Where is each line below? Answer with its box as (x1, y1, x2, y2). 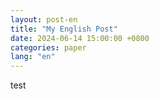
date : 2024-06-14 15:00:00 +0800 (10, 33, 150, 43)
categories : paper (10, 42, 87, 53)
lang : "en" (10, 52, 56, 62)
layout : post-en (10, 14, 78, 25)
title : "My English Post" (10, 24, 118, 34)
